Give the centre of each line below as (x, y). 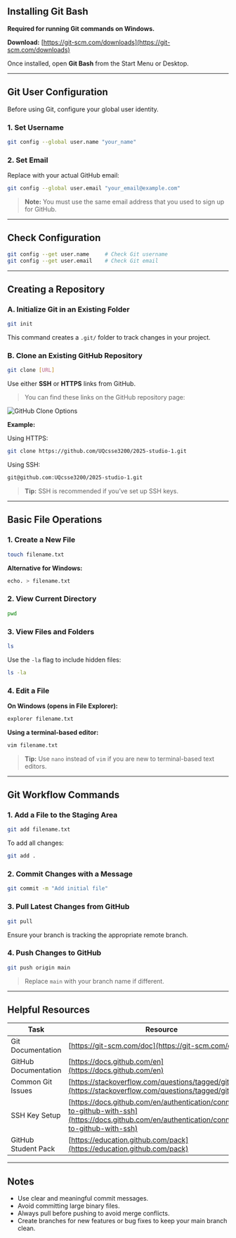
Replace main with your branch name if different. (94, 981)
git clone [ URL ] (31, 370)
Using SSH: (24, 465)
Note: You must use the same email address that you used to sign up (124, 202)
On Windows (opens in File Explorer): (63, 706)
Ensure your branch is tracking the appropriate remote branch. (98, 935)
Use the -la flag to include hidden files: (64, 660)
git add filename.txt (39, 830)
